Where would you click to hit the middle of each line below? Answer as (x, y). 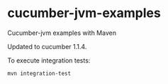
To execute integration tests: (49, 60)
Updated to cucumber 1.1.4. (47, 46)
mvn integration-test (39, 73)
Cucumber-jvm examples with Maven (62, 33)
